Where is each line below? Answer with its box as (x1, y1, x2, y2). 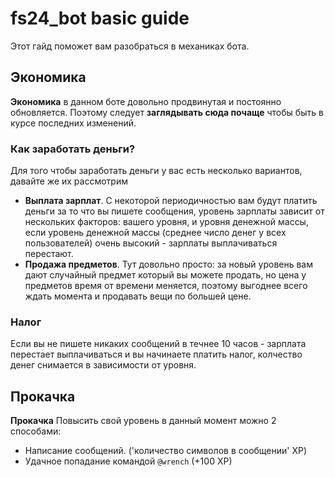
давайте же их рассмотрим (10, 175, 128, 187)
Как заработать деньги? (10, 142, 136, 156)
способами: (10, 425, 62, 437)
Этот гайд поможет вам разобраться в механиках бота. (10, 40, 250, 52)
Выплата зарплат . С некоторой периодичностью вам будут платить (24, 195, 318, 207)
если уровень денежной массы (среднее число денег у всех (24, 227, 287, 239)
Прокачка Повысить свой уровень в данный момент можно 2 (10, 415, 277, 427)
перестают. (24, 248, 74, 260)
